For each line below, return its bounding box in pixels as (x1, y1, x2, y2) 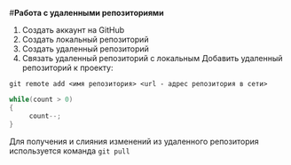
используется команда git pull (9, 145, 130, 156)
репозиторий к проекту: (21, 62, 114, 73)
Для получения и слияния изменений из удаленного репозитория (9, 136, 259, 146)
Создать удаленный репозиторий (21, 43, 149, 54)
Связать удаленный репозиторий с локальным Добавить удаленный (21, 53, 283, 63)
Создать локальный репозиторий (21, 35, 149, 44)
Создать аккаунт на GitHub (21, 25, 125, 35)
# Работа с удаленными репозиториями (9, 8, 164, 18)
